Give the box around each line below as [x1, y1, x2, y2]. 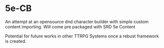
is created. [5, 38, 27, 44]
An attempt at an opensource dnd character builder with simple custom [5, 19, 149, 24]
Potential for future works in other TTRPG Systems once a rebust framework [5, 33, 159, 39]
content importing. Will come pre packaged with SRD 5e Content [5, 24, 136, 29]
